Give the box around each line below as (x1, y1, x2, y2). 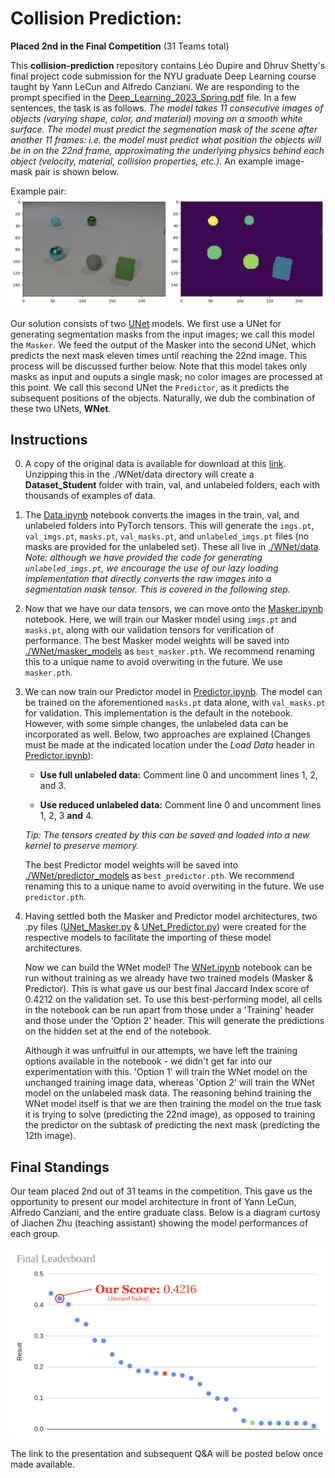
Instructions (10, 432, 88, 448)
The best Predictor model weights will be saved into (24, 859, 239, 871)
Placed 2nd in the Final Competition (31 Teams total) (10, 40, 230, 52)
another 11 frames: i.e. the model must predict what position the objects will (10, 133, 322, 146)
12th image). (24, 1130, 77, 1142)
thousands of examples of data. (24, 490, 156, 502)
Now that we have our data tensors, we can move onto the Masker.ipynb (24, 603, 324, 615)
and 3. (39, 780, 67, 792)
